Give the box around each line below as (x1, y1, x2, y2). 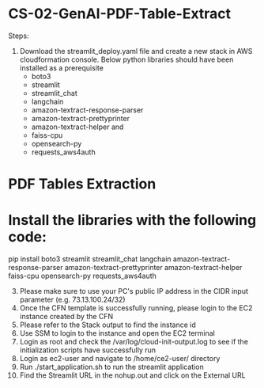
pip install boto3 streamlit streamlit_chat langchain (8, 254, 172, 264)
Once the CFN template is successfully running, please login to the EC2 (19, 303, 253, 313)
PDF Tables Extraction (8, 175, 157, 193)
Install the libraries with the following (8, 211, 257, 230)
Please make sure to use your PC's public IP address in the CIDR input (19, 287, 249, 296)
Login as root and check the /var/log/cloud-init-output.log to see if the (19, 337, 249, 347)
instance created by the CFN (19, 312, 114, 321)
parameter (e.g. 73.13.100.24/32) (19, 295, 126, 305)
